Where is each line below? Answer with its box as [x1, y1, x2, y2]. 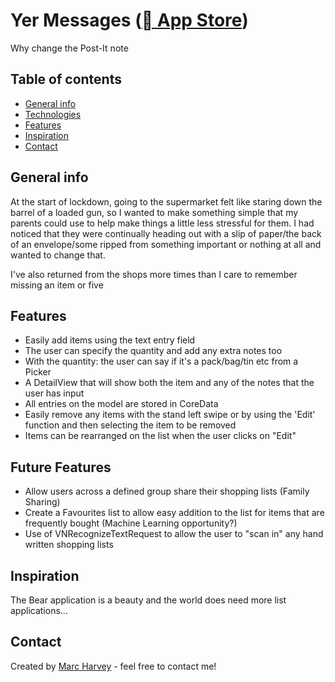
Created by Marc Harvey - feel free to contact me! [10, 660, 217, 672]
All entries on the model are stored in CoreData [24, 398, 219, 410]
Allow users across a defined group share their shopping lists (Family [24, 485, 310, 498]
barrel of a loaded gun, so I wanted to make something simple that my [10, 206, 299, 218]
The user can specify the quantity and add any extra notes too [24, 345, 283, 357]
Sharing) [24, 496, 61, 508]
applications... [10, 605, 68, 616]
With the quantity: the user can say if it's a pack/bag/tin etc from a [24, 355, 299, 368]
